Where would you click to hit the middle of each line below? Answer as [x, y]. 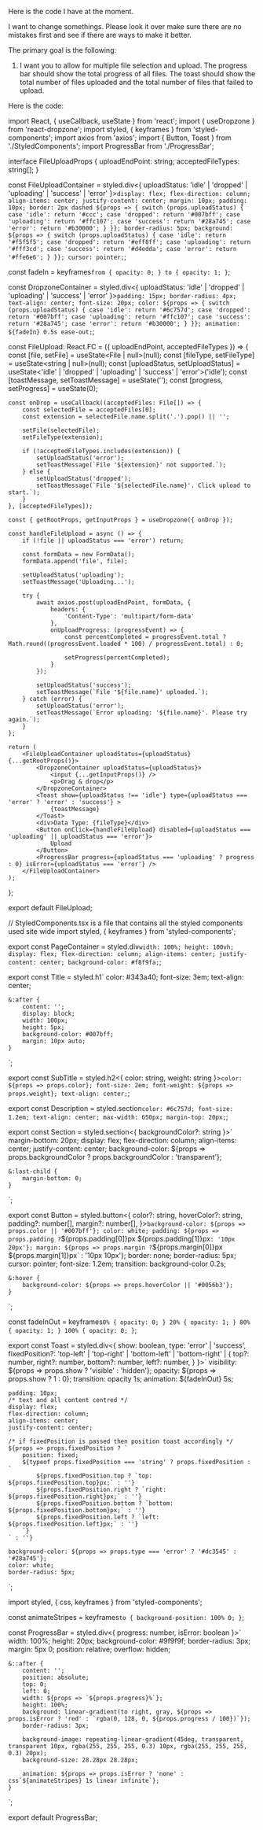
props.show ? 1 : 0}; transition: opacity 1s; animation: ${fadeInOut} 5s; [121, 1379]
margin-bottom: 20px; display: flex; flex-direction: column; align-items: [122, 1140]
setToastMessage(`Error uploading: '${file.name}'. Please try [142, 713]
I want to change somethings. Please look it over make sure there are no [125, 26]
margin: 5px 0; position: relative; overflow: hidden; [89, 1649]
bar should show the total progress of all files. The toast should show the [137, 74]
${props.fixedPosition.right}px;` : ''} [75, 1496]
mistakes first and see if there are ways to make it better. [100, 35]
